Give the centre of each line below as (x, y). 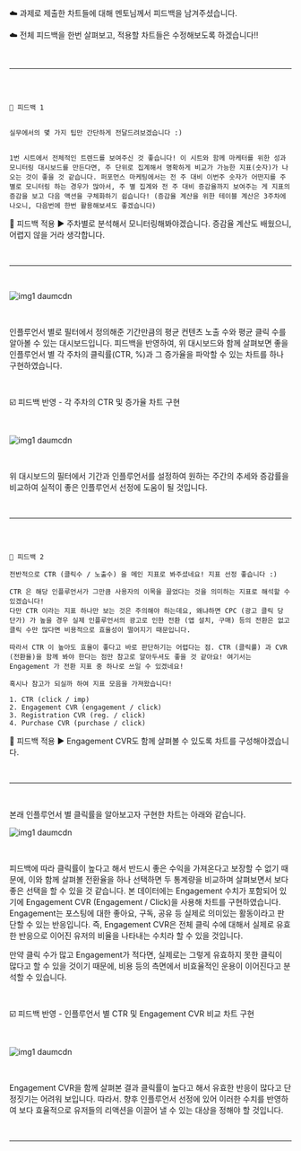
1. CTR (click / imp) (50, 699)
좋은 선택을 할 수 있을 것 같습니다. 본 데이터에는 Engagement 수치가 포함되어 (143, 891)
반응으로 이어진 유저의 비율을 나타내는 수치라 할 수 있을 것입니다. (131, 936)
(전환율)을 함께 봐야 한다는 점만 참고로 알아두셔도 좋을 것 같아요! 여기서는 (131, 657)
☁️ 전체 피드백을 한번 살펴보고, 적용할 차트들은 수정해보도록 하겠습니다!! (134, 35)
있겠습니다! (27, 602)
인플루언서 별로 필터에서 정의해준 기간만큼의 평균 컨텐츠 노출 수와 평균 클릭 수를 (148, 332)
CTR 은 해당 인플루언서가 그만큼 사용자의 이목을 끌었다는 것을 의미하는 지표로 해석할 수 (150, 592)
